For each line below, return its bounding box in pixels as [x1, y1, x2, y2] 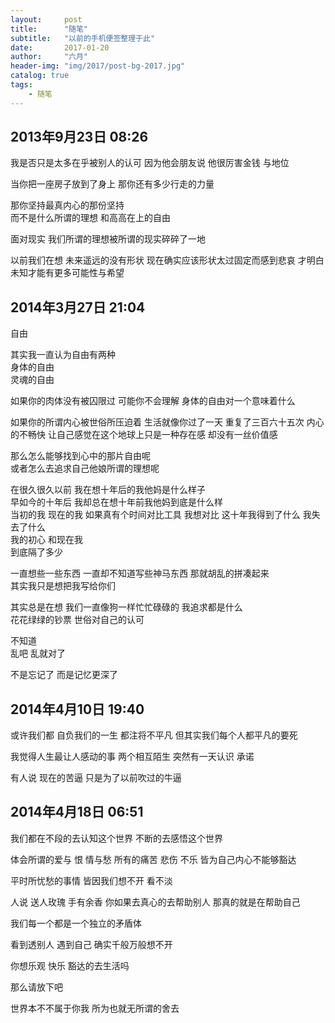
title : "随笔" [10, 24, 89, 34]
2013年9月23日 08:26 [10, 129, 149, 146]
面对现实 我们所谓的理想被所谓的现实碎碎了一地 [10, 233, 206, 245]
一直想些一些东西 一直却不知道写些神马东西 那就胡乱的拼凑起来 [10, 567, 270, 580]
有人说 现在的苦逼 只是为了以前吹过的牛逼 [10, 772, 182, 784]
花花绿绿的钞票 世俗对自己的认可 [10, 614, 145, 626]
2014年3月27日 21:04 [10, 299, 146, 316]
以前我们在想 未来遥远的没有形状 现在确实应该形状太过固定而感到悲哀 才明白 [10, 254, 325, 266]
